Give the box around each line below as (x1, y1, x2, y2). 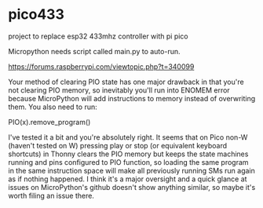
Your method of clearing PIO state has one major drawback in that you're (8, 77, 245, 86)
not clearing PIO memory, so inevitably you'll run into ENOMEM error (8, 85, 230, 95)
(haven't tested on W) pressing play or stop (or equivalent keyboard (8, 140, 228, 150)
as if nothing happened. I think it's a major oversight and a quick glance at (8, 174, 247, 184)
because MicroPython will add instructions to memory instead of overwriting (8, 93, 256, 103)
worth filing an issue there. (8, 191, 94, 200)
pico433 (8, 5, 64, 24)
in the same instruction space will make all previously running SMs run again (8, 166, 255, 175)
